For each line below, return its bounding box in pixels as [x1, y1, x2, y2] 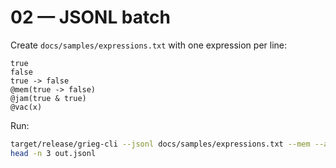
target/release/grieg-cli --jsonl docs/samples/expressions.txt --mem [10, 139, 311, 149]
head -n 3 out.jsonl [10, 148, 97, 158]
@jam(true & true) [10, 93, 87, 103]
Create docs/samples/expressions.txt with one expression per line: [10, 39, 287, 51]
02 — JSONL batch [10, 6, 171, 29]
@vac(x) [10, 102, 43, 112]
